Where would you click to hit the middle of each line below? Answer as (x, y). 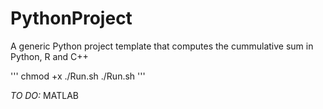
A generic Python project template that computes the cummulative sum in (162, 46)
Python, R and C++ (49, 56)
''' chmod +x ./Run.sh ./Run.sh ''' (78, 76)
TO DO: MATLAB (44, 95)
